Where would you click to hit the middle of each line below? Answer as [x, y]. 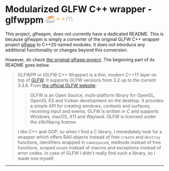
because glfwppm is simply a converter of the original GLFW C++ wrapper [82, 39]
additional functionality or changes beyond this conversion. [67, 50]
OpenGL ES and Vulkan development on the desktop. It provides [97, 100]
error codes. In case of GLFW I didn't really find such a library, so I [86, 153]
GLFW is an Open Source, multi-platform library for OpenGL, [93, 95]
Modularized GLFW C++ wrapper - [79, 9]
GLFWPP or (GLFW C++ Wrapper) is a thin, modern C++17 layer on [87, 74]
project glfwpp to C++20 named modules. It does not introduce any [75, 44]
